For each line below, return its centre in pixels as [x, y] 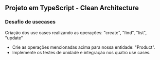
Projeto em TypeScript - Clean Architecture [72, 8]
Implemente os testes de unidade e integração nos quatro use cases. [81, 52]
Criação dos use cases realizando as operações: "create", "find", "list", [76, 32]
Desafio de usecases [30, 22]
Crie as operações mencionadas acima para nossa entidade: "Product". [84, 47]
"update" [14, 38]
